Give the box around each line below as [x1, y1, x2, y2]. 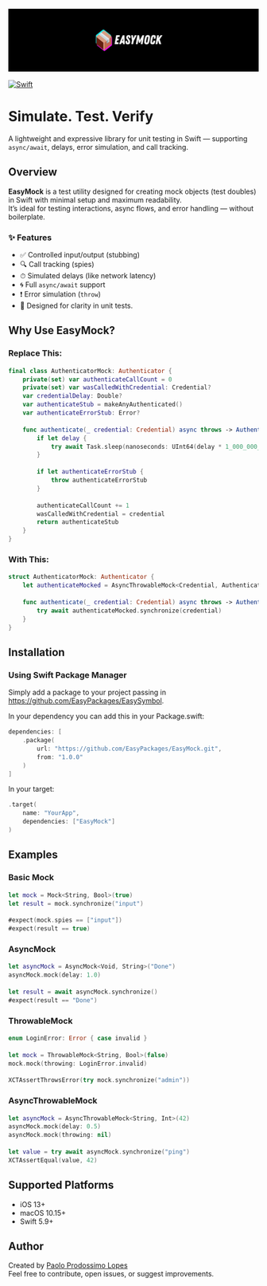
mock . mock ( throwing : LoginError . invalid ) [8, 1060, 148, 1068]
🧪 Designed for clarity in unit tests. [19, 301, 133, 311]
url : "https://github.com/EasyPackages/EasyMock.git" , [37, 745, 222, 753]
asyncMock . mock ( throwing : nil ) [8, 1131, 112, 1139]
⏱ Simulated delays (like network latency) [19, 271, 157, 281]
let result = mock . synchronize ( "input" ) [8, 899, 145, 907]
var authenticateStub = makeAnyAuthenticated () [22, 400, 183, 409]
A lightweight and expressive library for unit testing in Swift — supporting [8, 133, 248, 144]
